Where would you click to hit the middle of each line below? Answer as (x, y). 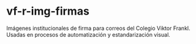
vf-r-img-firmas (48, 11)
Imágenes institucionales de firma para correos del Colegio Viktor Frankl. (98, 28)
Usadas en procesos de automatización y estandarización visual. (88, 34)
